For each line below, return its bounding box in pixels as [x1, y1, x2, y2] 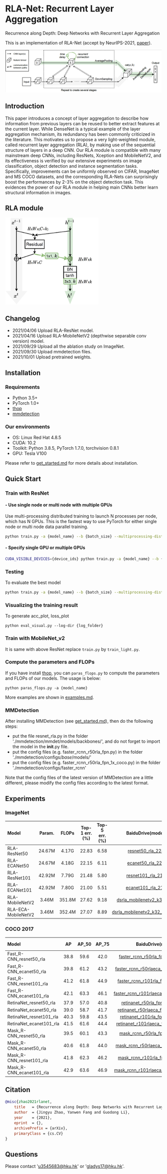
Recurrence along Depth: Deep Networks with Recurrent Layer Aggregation [5, 30, 160, 36]
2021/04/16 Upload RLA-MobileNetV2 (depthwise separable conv [12, 333, 147, 339]
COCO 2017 [5, 925, 34, 932]
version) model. [12, 338, 45, 344]
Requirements [5, 383, 40, 390]
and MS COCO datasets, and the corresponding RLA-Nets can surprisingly [5, 173, 158, 180]
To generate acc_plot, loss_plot [5, 613, 70, 619]
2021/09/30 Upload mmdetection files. [12, 349, 92, 355]
